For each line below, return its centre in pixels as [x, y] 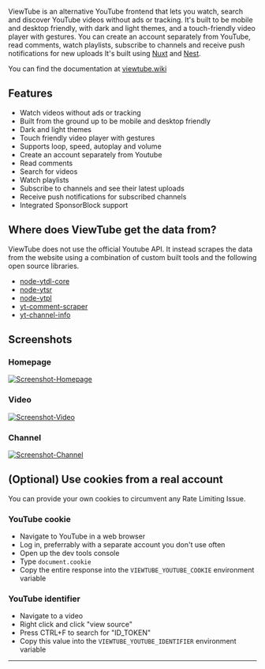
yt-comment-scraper [54, 306]
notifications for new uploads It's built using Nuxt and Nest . [105, 53]
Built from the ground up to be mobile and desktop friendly [115, 121]
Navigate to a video [51, 616]
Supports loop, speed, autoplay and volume [90, 146]
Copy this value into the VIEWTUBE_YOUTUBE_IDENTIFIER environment [128, 641]
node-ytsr [36, 289]
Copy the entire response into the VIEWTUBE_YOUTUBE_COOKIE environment [137, 570]
